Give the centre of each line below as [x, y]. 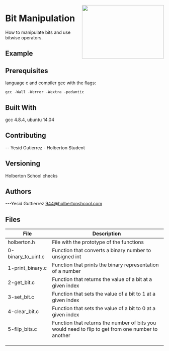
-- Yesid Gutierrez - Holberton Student [45, 148]
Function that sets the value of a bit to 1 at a [104, 294]
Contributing [26, 135]
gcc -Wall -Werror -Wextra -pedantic [45, 92]
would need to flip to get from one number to [105, 329]
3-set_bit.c [21, 297]
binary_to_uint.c [26, 257]
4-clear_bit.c [23, 312]
